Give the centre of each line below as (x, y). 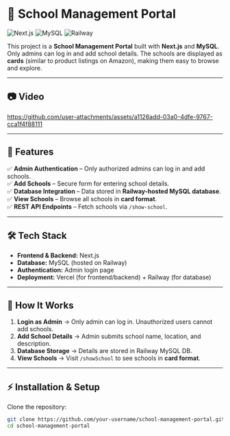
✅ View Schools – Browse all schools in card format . (82, 198)
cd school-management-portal (49, 426)
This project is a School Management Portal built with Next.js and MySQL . (113, 46)
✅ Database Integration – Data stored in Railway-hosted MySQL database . (114, 191)
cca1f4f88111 (25, 124)
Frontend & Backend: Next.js (58, 255)
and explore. (25, 68)
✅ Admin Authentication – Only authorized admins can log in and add (106, 168)
